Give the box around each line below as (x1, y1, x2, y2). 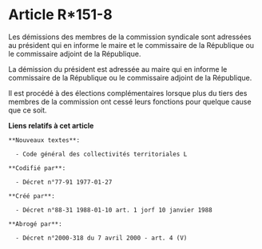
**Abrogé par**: (8, 219, 62, 228)
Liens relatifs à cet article (8, 121, 94, 130)
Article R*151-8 (8, 6, 113, 24)
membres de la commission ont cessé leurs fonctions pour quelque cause (8, 97, 252, 106)
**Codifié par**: (8, 164, 66, 172)
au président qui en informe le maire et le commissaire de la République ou (8, 40, 254, 49)
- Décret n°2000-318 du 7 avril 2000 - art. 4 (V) (15, 234, 188, 242)
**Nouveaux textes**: (8, 136, 81, 144)
